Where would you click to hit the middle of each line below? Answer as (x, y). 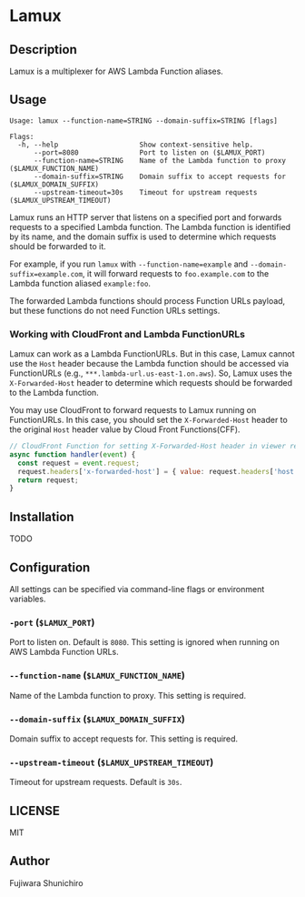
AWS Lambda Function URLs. (64, 652)
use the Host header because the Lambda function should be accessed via (149, 364)
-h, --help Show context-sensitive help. (136, 145)
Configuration (50, 567)
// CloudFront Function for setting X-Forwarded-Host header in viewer (148, 447)
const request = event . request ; (79, 463)
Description (43, 50)
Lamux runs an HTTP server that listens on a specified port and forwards (146, 217)
